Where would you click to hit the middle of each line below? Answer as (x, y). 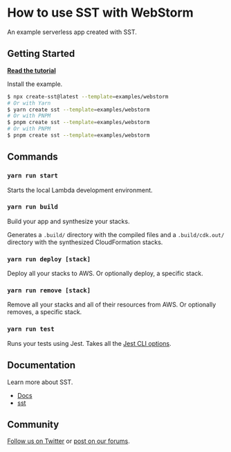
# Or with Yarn (29, 103)
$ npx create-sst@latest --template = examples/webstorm (88, 96)
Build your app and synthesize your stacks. (68, 221)
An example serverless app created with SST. (72, 32)
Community (33, 424)
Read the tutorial (32, 70)
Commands (33, 157)
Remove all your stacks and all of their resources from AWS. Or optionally (112, 305)
